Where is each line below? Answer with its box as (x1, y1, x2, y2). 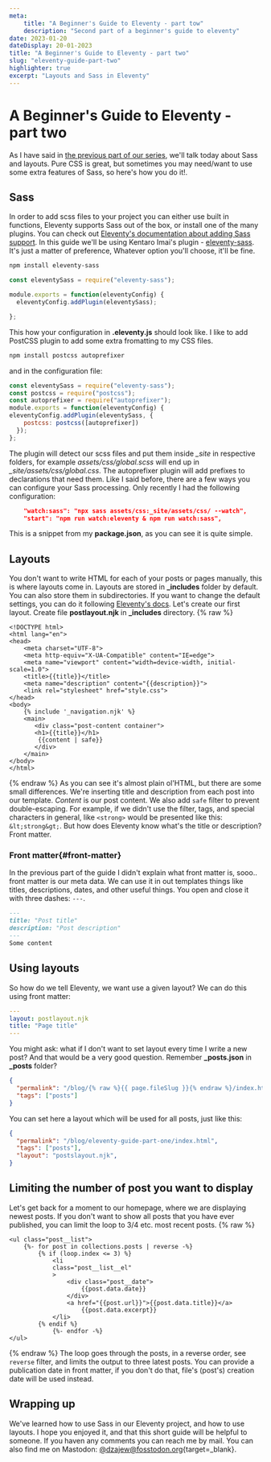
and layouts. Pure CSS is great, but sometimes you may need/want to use (9, 159, 253, 168)
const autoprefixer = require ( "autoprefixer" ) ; (9, 396, 172, 405)
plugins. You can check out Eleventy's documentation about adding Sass (9, 229, 251, 238)
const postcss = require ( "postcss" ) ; (9, 389, 136, 397)
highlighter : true (9, 64, 71, 72)
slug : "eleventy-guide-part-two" (9, 57, 121, 65)
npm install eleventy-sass (9, 262, 100, 270)
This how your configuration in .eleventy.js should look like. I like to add (9, 327, 248, 337)
